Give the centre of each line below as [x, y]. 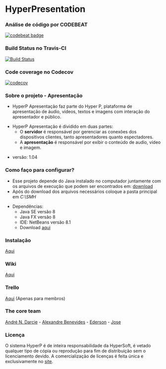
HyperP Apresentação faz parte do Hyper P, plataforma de [72, 106]
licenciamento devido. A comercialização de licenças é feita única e [74, 356]
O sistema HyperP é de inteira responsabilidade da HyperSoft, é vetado [78, 346]
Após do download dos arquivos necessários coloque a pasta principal [85, 191]
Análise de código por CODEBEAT [46, 25]
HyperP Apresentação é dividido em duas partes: [63, 126]
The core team [23, 311]
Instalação [18, 240]
